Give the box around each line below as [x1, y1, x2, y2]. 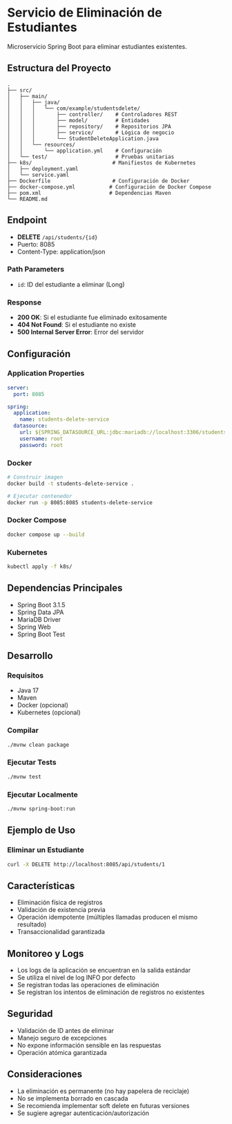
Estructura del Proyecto [7, 62, 112, 74]
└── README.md [7, 196, 48, 202]
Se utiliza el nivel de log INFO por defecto [17, 973, 136, 982]
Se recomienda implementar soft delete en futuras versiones [17, 1101, 190, 1109]
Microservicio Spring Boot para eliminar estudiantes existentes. [7, 42, 188, 50]
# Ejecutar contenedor [7, 493, 72, 499]
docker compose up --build [7, 531, 85, 538]
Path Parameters [7, 265, 64, 274]
